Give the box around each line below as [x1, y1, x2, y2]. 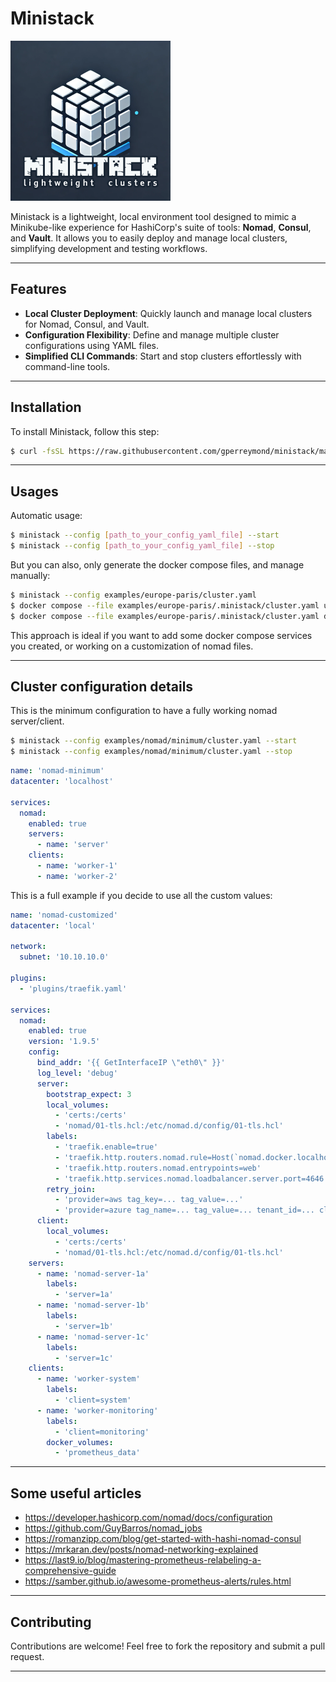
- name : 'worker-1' [36, 861, 118, 871]
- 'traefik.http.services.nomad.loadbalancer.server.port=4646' [54, 1173, 329, 1184]
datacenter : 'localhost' [10, 777, 114, 787]
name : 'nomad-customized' [10, 910, 118, 920]
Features [10, 281, 67, 298]
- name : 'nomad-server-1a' [36, 1268, 150, 1279]
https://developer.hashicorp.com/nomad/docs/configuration [24, 1512, 273, 1524]
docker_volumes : [46, 1437, 114, 1447]
